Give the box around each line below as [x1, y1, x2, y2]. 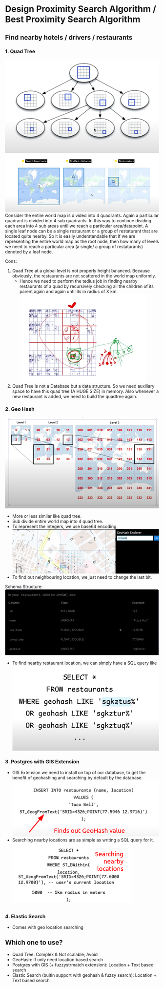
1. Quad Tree [5, 48, 36, 55]
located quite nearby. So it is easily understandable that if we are [5, 233, 136, 239]
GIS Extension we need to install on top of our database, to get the [12, 769, 146, 775]
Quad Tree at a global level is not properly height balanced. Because [12, 268, 150, 273]
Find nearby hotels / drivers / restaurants [5, 33, 133, 42]
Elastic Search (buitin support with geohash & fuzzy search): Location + [12, 972, 157, 978]
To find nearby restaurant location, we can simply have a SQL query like [12, 660, 157, 666]
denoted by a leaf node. [5, 249, 53, 254]
